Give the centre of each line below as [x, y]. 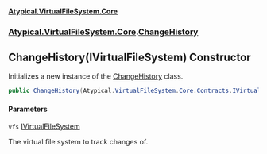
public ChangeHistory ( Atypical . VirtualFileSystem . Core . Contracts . [120, 91]
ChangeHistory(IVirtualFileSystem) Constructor [130, 57]
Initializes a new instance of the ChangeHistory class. [96, 76]
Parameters [28, 109]
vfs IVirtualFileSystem [44, 126]
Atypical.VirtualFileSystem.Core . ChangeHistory [103, 32]
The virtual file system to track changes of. [78, 142]
